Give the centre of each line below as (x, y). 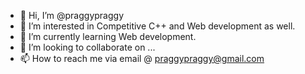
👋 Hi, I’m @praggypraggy (72, 15)
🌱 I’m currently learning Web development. (108, 36)
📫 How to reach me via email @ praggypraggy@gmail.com (142, 58)
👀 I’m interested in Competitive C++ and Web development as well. (157, 26)
